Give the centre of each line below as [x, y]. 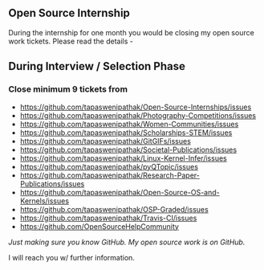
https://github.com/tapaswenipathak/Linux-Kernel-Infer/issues [123, 158]
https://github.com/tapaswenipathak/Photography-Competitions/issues [138, 115]
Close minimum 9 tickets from [68, 89]
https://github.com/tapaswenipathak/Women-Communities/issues [129, 124]
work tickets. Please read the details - [71, 41]
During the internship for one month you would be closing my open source [131, 32]
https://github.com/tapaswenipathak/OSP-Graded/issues [114, 209]
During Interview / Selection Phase [97, 66]
